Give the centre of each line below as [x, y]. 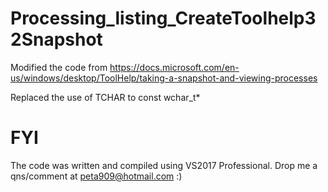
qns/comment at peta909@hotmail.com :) [96, 176]
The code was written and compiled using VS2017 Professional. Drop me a [164, 165]
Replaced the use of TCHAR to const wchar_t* [105, 97]
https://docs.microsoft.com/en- [174, 67]
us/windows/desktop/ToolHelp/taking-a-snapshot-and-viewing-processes [164, 78]
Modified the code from [59, 67]
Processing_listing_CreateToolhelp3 [163, 18]
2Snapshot [56, 39]
